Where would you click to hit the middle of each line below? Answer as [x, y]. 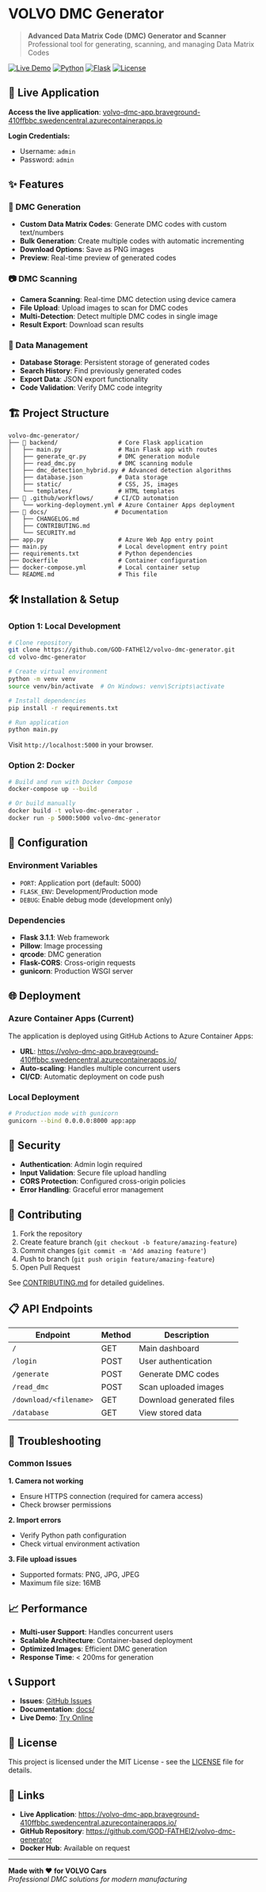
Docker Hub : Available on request [75, 1848]
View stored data [170, 1413]
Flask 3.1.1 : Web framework [64, 937]
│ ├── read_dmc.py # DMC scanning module [101, 463]
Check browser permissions [66, 1504]
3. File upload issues [43, 1559]
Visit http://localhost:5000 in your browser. [81, 745]
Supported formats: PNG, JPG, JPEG [80, 1574]
